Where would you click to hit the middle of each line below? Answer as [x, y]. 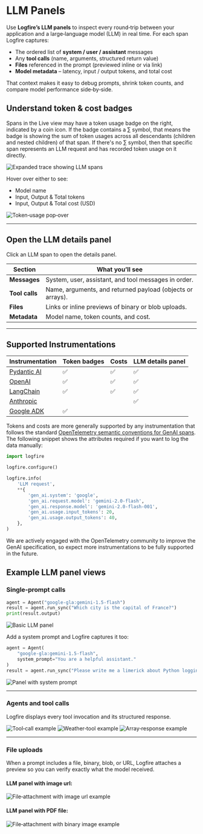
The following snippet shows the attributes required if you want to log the [98, 439]
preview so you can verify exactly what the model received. [80, 769]
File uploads [25, 750]
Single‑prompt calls [36, 590]
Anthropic [23, 402]
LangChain [25, 391]
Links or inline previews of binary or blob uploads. [116, 306]
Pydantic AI [26, 372]
